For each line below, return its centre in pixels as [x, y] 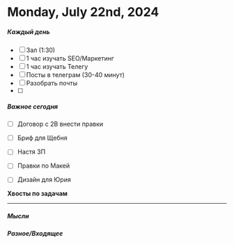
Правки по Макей [44, 166]
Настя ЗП [31, 152]
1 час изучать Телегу [57, 67]
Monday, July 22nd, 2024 [83, 12]
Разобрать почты [52, 83]
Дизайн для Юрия [44, 180]
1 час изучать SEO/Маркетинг [70, 58]
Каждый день [29, 31]
